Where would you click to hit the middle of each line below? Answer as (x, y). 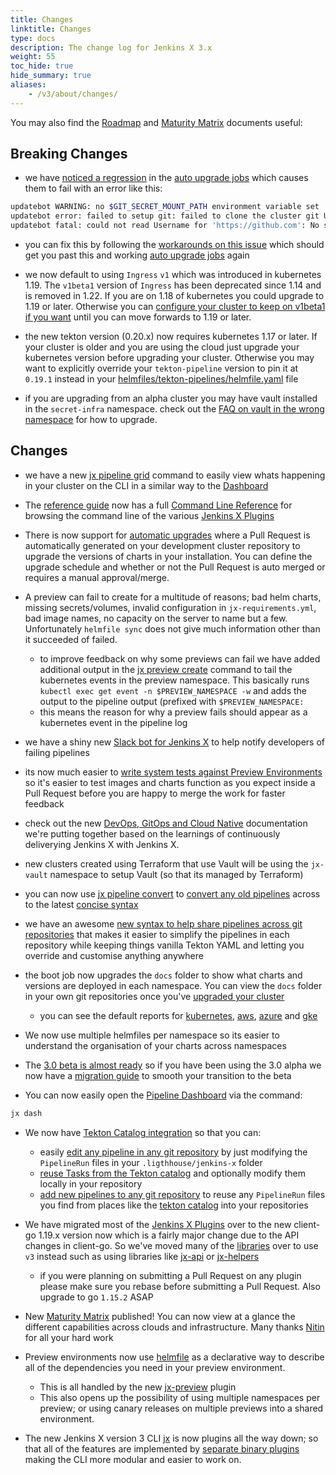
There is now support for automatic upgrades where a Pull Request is (167, 535)
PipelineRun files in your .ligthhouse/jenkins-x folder (151, 1162)
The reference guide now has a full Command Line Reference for (158, 505)
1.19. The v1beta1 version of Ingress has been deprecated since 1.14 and (173, 285)
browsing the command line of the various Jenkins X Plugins (149, 515)
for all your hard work (69, 1337)
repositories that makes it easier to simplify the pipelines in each (157, 934)
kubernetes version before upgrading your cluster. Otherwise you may (169, 358)
